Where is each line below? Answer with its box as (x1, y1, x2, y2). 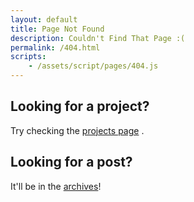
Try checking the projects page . (10, 124, 145, 136)
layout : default (10, 14, 78, 25)
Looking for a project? (10, 98, 150, 115)
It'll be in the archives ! (10, 180, 102, 192)
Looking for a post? (10, 154, 133, 171)
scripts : (10, 52, 47, 62)
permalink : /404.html (10, 42, 101, 53)
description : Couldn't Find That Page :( (10, 33, 186, 43)
